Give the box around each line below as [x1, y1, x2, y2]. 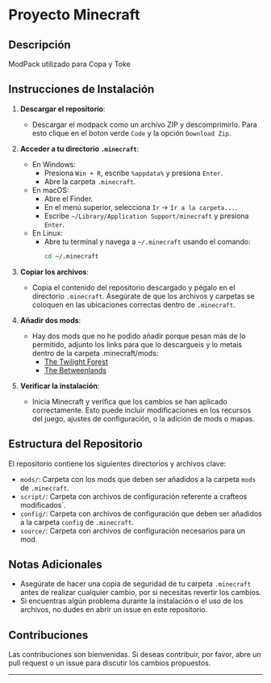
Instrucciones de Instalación [8, 82, 155, 96]
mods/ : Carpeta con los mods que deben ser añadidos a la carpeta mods [19, 474, 256, 484]
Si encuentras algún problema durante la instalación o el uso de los [19, 596, 244, 606]
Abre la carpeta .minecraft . [44, 176, 136, 186]
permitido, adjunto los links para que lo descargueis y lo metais [31, 339, 243, 349]
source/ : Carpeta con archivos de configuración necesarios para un [19, 526, 246, 535]
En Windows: [31, 159, 77, 169]
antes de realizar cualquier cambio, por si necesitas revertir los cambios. [19, 588, 262, 597]
